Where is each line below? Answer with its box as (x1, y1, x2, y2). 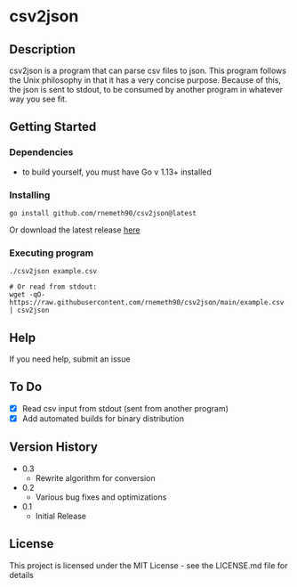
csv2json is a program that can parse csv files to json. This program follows (9, 65, 287, 76)
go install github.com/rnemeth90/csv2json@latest (9, 208, 197, 217)
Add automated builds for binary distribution (21, 412, 185, 424)
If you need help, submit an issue (9, 354, 131, 364)
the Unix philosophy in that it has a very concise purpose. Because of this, (9, 75, 282, 86)
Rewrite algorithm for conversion (35, 472, 156, 483)
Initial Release (35, 510, 87, 521)
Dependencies (9, 146, 74, 159)
